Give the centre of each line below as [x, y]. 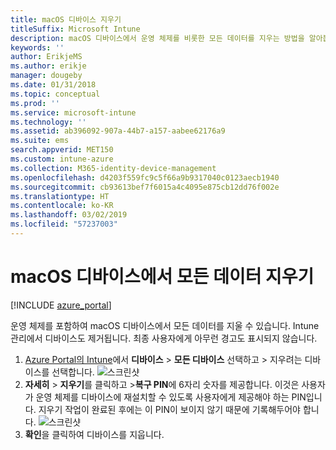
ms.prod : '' [35, 103]
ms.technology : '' [48, 122]
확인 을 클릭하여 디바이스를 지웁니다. [94, 434]
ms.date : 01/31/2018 [53, 85]
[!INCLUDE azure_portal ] [61, 305]
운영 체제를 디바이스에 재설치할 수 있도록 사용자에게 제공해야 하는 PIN [171, 397]
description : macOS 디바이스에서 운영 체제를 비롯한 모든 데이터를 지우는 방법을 [157, 38]
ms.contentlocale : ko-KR [62, 206]
